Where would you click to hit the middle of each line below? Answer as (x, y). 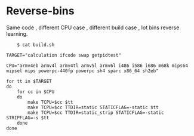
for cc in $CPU (36, 92)
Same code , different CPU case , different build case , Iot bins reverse (93, 27)
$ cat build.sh (36, 45)
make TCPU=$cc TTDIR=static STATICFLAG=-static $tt (93, 107)
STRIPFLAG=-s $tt (28, 118)
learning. (17, 33)
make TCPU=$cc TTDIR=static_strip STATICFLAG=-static (96, 112)
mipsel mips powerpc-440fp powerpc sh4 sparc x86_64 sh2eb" (83, 71)
